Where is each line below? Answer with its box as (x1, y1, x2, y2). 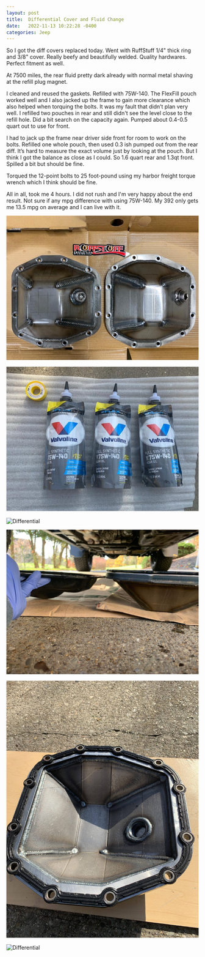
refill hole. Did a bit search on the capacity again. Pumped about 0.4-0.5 (6, 116, 188, 124)
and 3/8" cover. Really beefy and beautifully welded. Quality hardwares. (6, 53, 187, 61)
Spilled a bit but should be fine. (6, 160, 84, 168)
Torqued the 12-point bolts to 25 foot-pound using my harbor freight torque (6, 172, 196, 180)
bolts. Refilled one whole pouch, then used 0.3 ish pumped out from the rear (6, 141, 198, 148)
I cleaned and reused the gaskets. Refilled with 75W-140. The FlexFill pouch (6, 90, 197, 97)
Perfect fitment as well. (6, 60, 65, 67)
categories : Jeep (6, 29, 51, 35)
